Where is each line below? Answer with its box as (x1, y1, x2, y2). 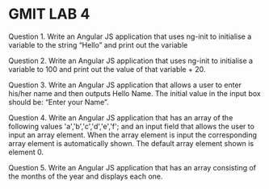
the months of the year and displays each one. (8, 171, 163, 181)
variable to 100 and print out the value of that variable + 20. (8, 64, 206, 73)
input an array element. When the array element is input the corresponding (8, 130, 257, 140)
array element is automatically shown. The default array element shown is (8, 138, 254, 148)
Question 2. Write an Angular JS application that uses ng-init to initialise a (8, 56, 253, 65)
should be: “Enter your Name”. (8, 97, 109, 107)
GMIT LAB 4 (8, 5, 90, 23)
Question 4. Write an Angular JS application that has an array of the (8, 112, 233, 122)
